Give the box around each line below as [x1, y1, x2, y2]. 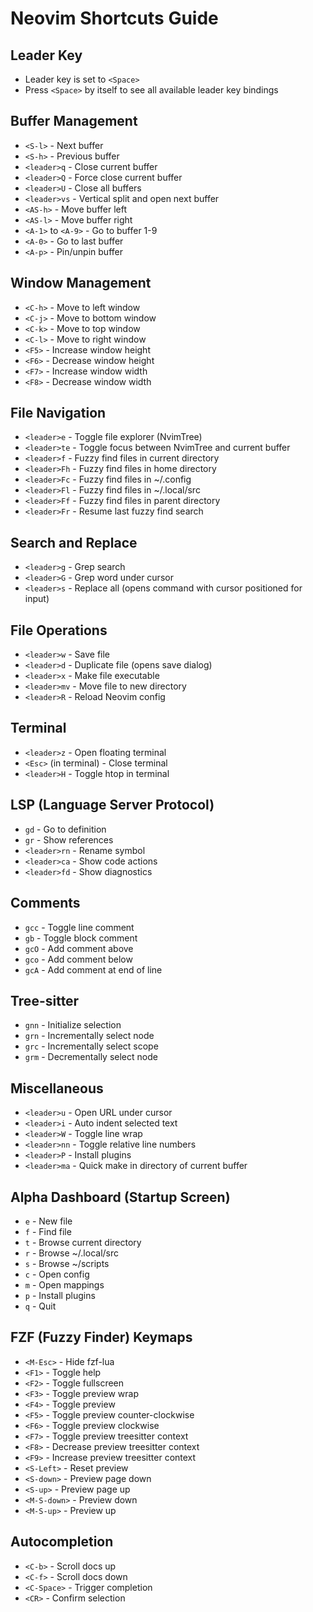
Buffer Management [10, 113, 138, 130]
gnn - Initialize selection [24, 1019, 122, 1031]
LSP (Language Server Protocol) [10, 797, 215, 814]
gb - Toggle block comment [24, 932, 138, 944]
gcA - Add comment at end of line [24, 963, 163, 976]
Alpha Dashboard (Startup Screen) [10, 1188, 231, 1206]
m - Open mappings [24, 1278, 105, 1291]
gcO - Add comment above [24, 942, 134, 954]
